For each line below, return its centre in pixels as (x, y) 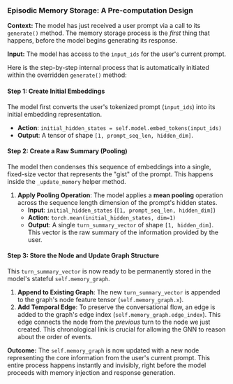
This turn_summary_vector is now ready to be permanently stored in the (109, 271)
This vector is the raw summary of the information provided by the (123, 232)
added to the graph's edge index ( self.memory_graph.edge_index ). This (119, 314)
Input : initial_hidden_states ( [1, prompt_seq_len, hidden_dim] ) (122, 210)
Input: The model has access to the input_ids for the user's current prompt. (117, 54)
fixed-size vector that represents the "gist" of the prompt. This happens (110, 174)
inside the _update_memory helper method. (67, 181)
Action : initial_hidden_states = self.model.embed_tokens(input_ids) (119, 127)
